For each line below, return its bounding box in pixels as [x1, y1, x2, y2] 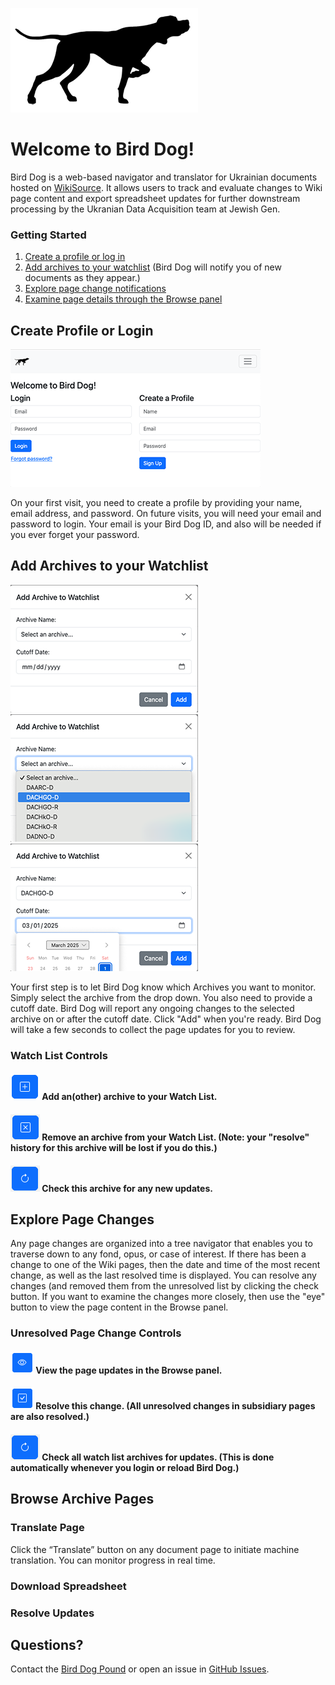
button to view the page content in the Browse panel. [10, 1301, 229, 1313]
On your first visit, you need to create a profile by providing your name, [10, 497, 303, 509]
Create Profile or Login [10, 322, 154, 339]
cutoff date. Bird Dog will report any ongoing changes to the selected [10, 1002, 295, 1014]
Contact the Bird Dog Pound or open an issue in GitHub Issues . [10, 1663, 270, 1675]
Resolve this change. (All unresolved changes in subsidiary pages [35, 1400, 316, 1412]
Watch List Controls [10, 1048, 108, 1062]
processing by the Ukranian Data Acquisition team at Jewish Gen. [10, 203, 281, 215]
